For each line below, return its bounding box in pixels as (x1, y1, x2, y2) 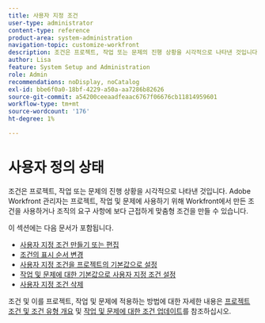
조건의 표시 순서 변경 (19, 249, 84, 259)
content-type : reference (8, 26, 90, 34)
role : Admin (8, 71, 47, 79)
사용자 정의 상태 (8, 159, 104, 177)
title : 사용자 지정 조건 (8, 11, 79, 20)
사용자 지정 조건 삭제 (19, 279, 84, 289)
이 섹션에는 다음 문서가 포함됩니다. (8, 223, 114, 233)
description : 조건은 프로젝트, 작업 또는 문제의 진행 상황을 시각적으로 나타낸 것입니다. (8, 48, 261, 56)
